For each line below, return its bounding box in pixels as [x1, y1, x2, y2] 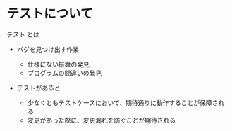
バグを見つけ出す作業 [16, 45, 79, 53]
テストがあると [16, 83, 61, 92]
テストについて [6, 6, 93, 22]
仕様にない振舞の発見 [27, 60, 90, 68]
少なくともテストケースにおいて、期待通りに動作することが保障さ [27, 98, 219, 106]
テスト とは [6, 30, 39, 39]
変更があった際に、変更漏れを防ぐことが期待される [27, 116, 176, 124]
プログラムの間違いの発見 [27, 69, 102, 77]
